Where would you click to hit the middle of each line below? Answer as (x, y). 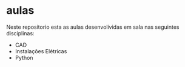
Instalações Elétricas (41, 51)
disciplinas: (20, 33)
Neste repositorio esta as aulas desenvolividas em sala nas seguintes (93, 27)
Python (24, 57)
